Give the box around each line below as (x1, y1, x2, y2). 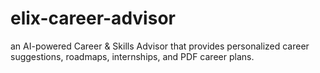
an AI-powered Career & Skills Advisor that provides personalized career (10, 40, 310, 52)
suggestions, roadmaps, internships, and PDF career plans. (10, 50, 255, 62)
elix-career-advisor (10, 7, 176, 30)
